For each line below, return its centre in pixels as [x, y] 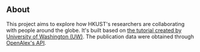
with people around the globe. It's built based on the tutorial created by [94, 30]
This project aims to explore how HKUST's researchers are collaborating [96, 24]
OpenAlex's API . [26, 43]
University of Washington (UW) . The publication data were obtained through [100, 36]
